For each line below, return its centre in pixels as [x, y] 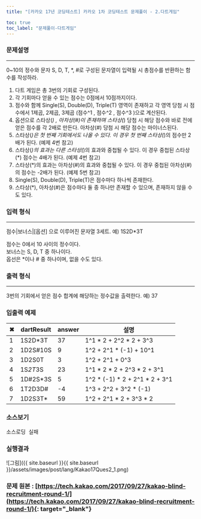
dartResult [36, 329]
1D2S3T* [34, 398]
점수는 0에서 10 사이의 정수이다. [43, 244]
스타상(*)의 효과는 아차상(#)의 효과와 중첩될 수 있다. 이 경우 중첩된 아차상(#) [103, 164]
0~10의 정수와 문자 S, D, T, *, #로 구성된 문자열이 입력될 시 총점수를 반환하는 [95, 70]
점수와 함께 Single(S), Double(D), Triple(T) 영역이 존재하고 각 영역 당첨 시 [101, 105]
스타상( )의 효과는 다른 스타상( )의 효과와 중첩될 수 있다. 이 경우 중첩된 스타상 [102, 149]
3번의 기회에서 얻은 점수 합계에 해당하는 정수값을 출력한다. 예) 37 [82, 296]
